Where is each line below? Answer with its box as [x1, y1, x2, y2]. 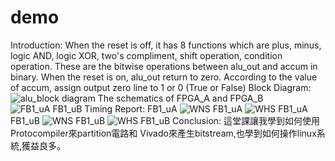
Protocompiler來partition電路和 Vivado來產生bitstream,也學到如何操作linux [10, 127, 317, 139]
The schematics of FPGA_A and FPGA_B [97, 92, 264, 104]
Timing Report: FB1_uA [84, 102, 178, 115]
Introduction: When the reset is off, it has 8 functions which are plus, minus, [10, 39, 322, 51]
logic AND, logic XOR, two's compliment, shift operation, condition [10, 49, 283, 61]
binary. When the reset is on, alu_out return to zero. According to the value [10, 71, 318, 83]
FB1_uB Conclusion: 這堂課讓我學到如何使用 [10, 114, 321, 126]
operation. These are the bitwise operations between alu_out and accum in [10, 60, 318, 72]
